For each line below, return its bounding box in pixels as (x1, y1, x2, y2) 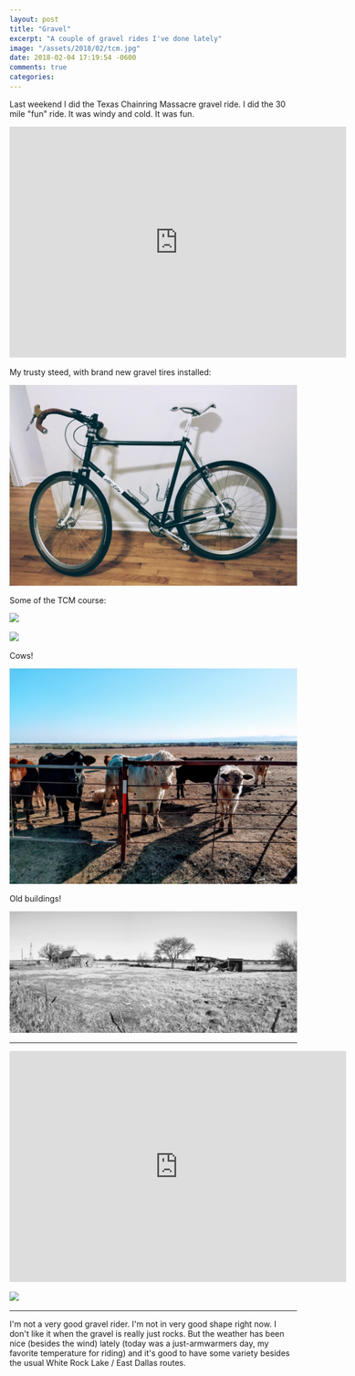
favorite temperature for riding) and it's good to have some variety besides (9, 1348, 290, 1359)
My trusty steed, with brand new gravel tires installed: (9, 366, 212, 378)
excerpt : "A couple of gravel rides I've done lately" (9, 34, 223, 43)
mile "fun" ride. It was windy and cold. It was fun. (9, 108, 194, 119)
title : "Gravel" (9, 24, 71, 34)
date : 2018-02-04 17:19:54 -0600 (9, 53, 137, 63)
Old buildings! (9, 892, 62, 903)
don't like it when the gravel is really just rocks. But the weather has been (9, 1329, 285, 1340)
